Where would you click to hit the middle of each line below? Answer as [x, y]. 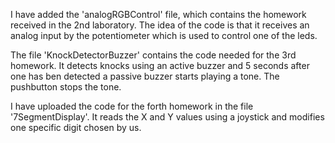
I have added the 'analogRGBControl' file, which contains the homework [158, 14]
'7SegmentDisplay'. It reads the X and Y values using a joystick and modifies [167, 117]
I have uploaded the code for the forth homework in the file [132, 106]
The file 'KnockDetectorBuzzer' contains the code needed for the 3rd [153, 55]
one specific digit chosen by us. [76, 127]
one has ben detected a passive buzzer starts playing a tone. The [145, 76]
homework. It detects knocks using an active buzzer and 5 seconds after [160, 65]
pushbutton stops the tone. [66, 87]
